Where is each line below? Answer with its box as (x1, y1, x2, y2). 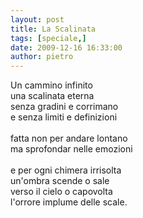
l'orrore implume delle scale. (10, 196, 128, 208)
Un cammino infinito (10, 79, 93, 91)
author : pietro (10, 52, 74, 62)
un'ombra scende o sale (10, 175, 110, 187)
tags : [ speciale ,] (10, 33, 87, 43)
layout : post (10, 14, 65, 25)
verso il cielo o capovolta (10, 186, 113, 198)
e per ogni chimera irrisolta (10, 164, 122, 176)
